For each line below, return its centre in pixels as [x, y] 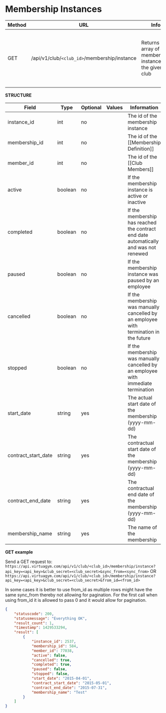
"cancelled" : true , [51, 660]
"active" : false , [49, 655]
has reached [142, 222]
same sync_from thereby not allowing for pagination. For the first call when [81, 595]
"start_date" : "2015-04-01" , [62, 679]
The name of [142, 527]
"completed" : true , [51, 665]
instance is [140, 190]
